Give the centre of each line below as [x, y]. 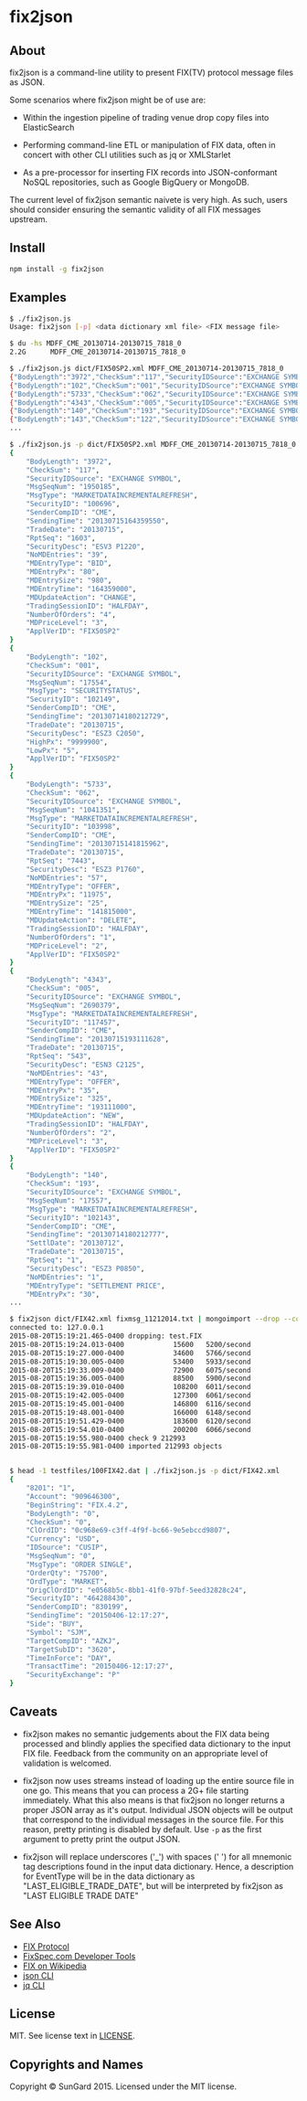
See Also [35, 1924]
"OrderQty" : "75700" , [67, 1573]
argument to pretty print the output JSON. [101, 1839]
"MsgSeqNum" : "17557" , [69, 1200]
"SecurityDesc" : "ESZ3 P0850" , [85, 1268]
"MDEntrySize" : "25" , [67, 903]
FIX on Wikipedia [54, 1966]
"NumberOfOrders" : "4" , [71, 614]
